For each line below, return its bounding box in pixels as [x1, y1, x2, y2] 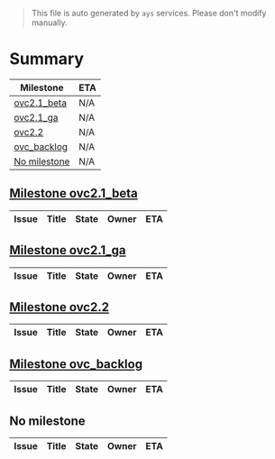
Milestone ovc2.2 [9, 299, 110, 315]
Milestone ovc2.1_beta [9, 186, 138, 201]
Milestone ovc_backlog [9, 356, 142, 372]
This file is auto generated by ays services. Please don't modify [31, 8, 267, 18]
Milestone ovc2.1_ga [9, 243, 126, 258]
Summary [9, 49, 84, 69]
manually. [31, 17, 68, 28]
